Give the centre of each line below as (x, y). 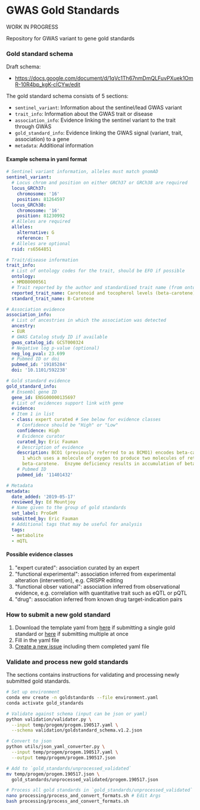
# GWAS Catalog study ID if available (60, 337)
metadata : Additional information (54, 146)
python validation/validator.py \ (49, 719)
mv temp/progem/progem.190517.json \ (53, 774)
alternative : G (36, 233)
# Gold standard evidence (38, 381)
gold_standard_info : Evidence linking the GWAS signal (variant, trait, (99, 133)
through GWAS (33, 127)
